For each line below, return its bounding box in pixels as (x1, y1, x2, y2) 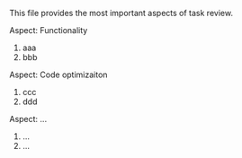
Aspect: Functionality (9, 25, 88, 35)
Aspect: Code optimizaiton (9, 69, 108, 80)
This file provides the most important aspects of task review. (9, 8, 234, 18)
